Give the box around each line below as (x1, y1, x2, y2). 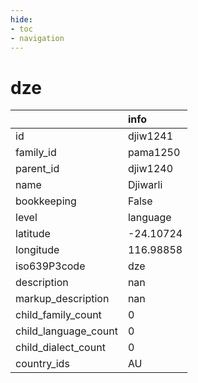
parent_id (15, 162, 60, 176)
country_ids (15, 357, 70, 371)
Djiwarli (127, 178, 163, 192)
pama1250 (127, 146, 181, 160)
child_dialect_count (15, 341, 106, 355)
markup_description (15, 292, 110, 306)
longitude (15, 243, 60, 257)
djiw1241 (127, 129, 174, 143)
